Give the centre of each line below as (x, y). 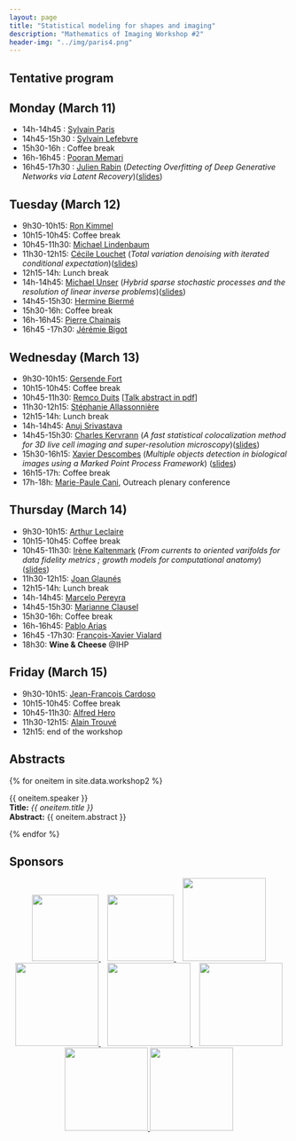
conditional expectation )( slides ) (80, 263)
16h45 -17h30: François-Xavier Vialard (92, 635)
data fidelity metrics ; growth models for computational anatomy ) (141, 559)
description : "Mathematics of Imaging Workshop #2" (106, 34)
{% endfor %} (35, 833)
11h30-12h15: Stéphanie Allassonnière (90, 407)
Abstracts (37, 759)
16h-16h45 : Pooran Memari (73, 158)
